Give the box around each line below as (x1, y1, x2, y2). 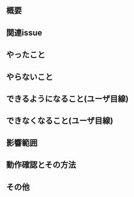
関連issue (6, 27, 43, 37)
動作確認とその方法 (6, 160, 76, 170)
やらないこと (6, 72, 53, 82)
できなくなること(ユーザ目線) (6, 116, 114, 126)
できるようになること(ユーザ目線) (6, 94, 129, 104)
